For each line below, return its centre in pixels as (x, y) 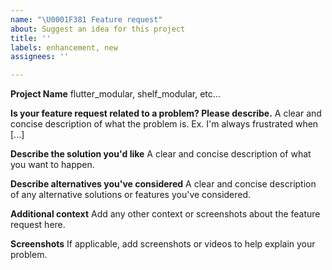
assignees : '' (40, 57)
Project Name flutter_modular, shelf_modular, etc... (115, 94)
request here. (38, 225)
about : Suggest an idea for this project (98, 29)
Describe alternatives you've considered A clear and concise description (163, 184)
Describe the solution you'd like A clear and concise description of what (161, 154)
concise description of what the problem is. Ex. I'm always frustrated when (164, 124)
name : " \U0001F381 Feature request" (86, 19)
